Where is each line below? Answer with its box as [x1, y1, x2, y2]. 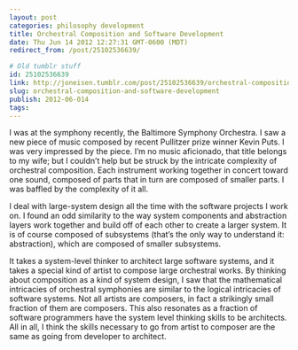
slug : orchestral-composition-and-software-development [9, 86, 220, 96]
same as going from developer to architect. [9, 331, 167, 342]
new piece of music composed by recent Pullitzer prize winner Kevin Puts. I [9, 136, 286, 147]
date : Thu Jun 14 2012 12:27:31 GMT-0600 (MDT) [9, 37, 189, 47]
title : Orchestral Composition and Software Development [9, 29, 224, 38]
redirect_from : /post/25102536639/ [9, 46, 141, 55]
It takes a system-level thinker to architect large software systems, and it [9, 256, 275, 267]
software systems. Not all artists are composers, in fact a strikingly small [9, 293, 274, 304]
